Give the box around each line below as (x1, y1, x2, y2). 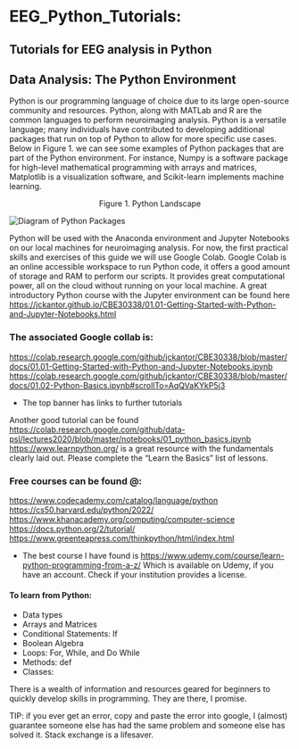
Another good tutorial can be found (9, 414, 139, 425)
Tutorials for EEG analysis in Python (9, 42, 212, 57)
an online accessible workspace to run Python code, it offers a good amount (9, 262, 290, 272)
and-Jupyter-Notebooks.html (9, 309, 117, 320)
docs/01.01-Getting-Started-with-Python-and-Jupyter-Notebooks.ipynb (9, 361, 274, 371)
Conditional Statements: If (21, 628, 119, 639)
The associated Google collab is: (9, 331, 154, 344)
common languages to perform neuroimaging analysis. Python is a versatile (9, 114, 287, 126)
